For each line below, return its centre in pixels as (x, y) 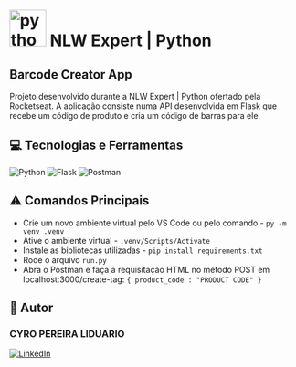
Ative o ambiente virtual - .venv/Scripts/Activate (116, 240)
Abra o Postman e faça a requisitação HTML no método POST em (146, 269)
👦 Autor (32, 308)
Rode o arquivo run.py (65, 259)
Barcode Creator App (71, 74)
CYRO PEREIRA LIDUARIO (67, 333)
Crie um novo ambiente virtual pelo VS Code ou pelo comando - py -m (154, 223)
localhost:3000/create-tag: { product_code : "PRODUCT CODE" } (142, 279)
